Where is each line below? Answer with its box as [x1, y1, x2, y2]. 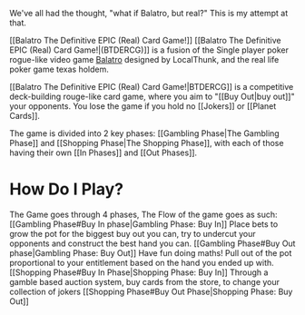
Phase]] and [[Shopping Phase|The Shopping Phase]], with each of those [9, 138, 284, 148]
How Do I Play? [9, 179, 124, 200]
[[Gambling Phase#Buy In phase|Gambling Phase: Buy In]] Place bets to [9, 218, 279, 230]
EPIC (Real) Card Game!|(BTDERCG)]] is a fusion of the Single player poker [9, 44, 289, 55]
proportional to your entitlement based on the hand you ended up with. [9, 257, 274, 268]
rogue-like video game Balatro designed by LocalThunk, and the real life [9, 54, 280, 64]
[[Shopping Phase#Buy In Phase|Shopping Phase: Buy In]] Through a [9, 267, 269, 278]
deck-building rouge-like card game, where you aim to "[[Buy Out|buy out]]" [9, 91, 295, 102]
